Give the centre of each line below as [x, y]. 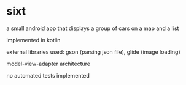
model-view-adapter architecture [48, 64]
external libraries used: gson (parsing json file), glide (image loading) [94, 52]
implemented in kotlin [33, 40]
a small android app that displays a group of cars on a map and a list [93, 28]
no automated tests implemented [48, 75]
